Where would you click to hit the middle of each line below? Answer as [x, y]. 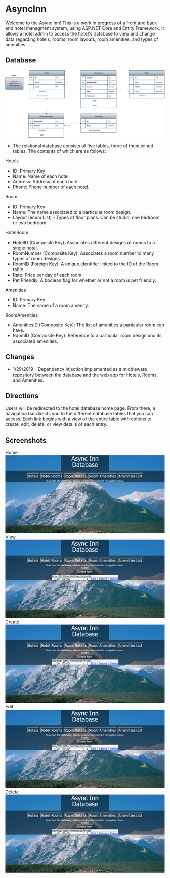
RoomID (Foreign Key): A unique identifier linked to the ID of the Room [85, 264]
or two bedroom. [30, 223]
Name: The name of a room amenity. [51, 305]
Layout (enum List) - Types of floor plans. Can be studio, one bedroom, [87, 217]
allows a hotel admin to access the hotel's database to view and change [80, 33]
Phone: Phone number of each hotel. [51, 187]
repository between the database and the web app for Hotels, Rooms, [85, 375]
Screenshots [26, 440]
